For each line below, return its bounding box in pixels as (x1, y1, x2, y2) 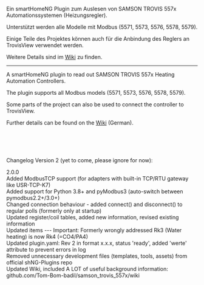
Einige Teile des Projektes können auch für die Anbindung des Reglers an (6, 35, 190, 42)
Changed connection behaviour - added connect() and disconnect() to (6, 201, 183, 208)
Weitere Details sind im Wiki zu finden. (6, 53, 103, 60)
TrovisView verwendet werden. (6, 42, 84, 49)
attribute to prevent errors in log (6, 246, 86, 253)
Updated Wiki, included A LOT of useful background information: (6, 266, 168, 272)
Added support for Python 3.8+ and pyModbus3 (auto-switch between (6, 188, 183, 195)
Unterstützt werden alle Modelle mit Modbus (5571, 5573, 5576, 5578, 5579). (6, 24, 198, 30)
